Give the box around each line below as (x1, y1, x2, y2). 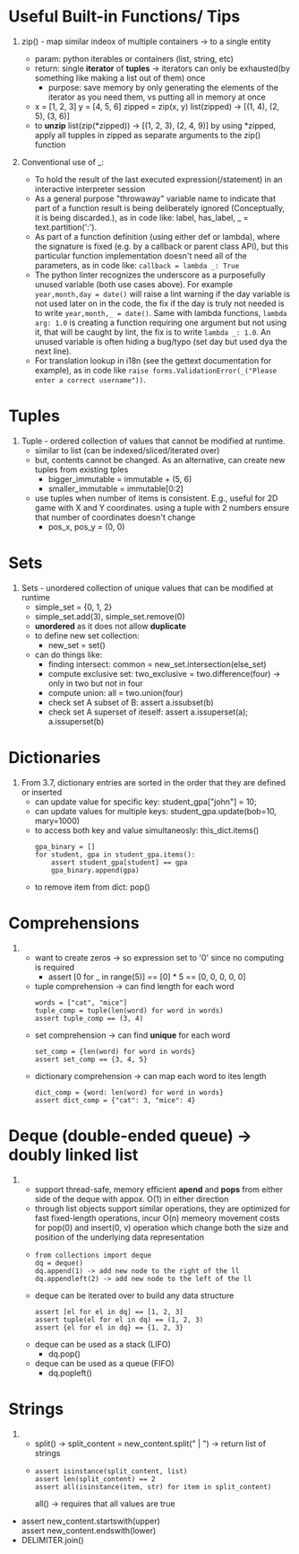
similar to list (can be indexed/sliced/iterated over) (34, 444, 220, 455)
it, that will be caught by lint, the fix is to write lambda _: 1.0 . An (34, 326, 271, 338)
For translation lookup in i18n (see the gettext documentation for (34, 355, 272, 365)
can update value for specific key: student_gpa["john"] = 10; (34, 796, 257, 807)
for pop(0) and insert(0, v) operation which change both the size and (34, 1222, 288, 1233)
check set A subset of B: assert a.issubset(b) (47, 697, 214, 707)
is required (34, 961, 75, 972)
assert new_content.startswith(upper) (21, 1515, 160, 1526)
